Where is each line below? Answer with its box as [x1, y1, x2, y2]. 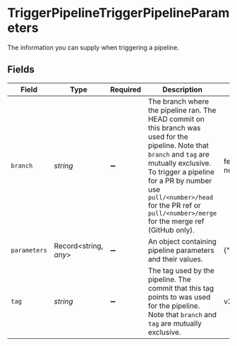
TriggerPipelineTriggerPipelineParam [7, 5, 230, 21]
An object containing [147, 236, 217, 246]
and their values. [147, 254, 203, 264]
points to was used [147, 292, 211, 302]
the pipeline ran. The [147, 105, 217, 115]
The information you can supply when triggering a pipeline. [7, 43, 180, 51]
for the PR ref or [147, 200, 201, 210]
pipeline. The [147, 274, 192, 284]
